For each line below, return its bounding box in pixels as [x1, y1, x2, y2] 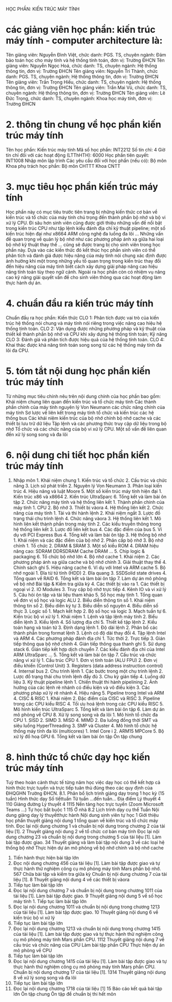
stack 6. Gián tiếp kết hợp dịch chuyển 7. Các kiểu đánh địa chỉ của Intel [13, 646, 165, 652]
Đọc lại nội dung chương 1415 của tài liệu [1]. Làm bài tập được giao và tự [13, 958, 167, 964]
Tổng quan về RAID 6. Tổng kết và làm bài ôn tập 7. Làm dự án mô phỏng [13, 575, 167, 581]
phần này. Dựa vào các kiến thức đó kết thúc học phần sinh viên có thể [6, 247, 156, 253]
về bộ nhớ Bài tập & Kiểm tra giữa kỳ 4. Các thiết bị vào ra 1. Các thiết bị [13, 581, 165, 587]
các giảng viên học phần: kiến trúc [6, 24, 156, 35]
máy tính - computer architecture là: [6, 35, 163, 47]
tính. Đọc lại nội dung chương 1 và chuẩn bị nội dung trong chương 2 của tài [6, 822, 165, 829]
